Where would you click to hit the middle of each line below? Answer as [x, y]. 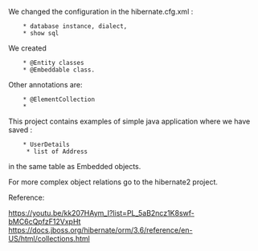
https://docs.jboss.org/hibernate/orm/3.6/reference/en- [100, 230]
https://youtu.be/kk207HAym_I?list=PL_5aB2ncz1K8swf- [101, 213]
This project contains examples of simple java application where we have [129, 121]
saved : [20, 130]
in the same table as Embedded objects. [75, 166]
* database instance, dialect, [75, 26]
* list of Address [57, 152]
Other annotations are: [45, 85]
